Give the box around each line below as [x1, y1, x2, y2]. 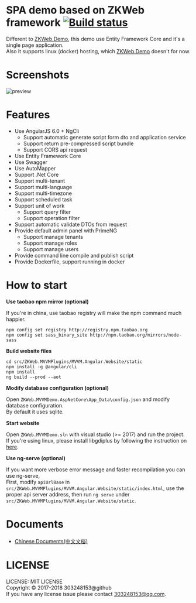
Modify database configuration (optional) [6, 384, 109, 391]
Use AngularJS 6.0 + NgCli [14, 127, 80, 135]
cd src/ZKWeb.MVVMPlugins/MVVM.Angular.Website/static [6, 358, 143, 365]
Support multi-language [14, 183, 73, 190]
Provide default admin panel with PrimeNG [14, 227, 118, 234]
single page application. [6, 42, 64, 49]
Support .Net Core [14, 171, 59, 178]
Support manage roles [23, 239, 77, 246]
